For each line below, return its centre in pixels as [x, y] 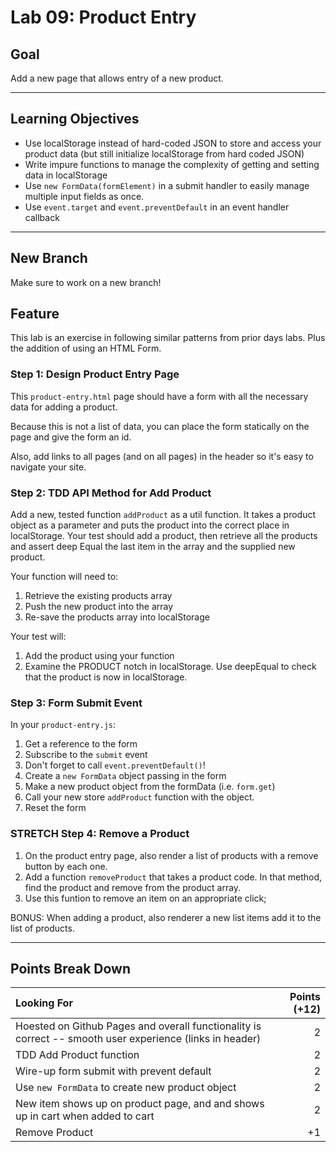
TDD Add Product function [77, 1055]
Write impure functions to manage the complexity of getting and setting [172, 164]
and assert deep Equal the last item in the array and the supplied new [153, 547]
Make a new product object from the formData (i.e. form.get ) [150, 787]
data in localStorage [66, 175]
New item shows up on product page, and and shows [140, 1104]
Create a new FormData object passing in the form [125, 776]
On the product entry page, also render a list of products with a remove [171, 855]
